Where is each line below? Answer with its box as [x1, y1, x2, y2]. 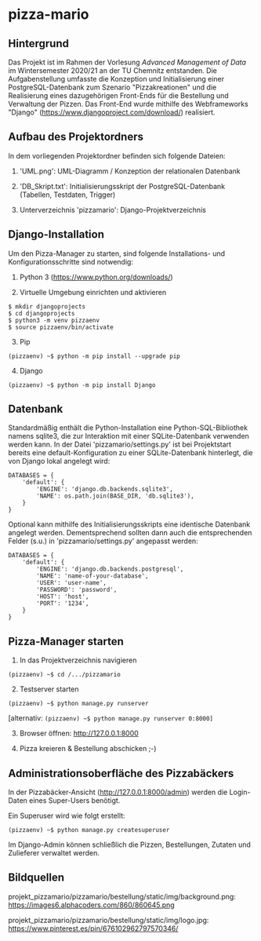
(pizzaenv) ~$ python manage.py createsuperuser [8, 826, 170, 834]
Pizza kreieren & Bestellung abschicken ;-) [19, 744, 157, 753]
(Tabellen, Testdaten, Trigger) [19, 190, 116, 199]
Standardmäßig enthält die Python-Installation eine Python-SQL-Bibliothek [8, 423, 248, 432]
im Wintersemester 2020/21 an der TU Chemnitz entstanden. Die [8, 66, 217, 75]
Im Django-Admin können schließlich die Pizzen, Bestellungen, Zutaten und [8, 840, 251, 849]
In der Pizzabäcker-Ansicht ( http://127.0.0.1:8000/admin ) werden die [8, 787, 228, 797]
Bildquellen [8, 871, 65, 884]
